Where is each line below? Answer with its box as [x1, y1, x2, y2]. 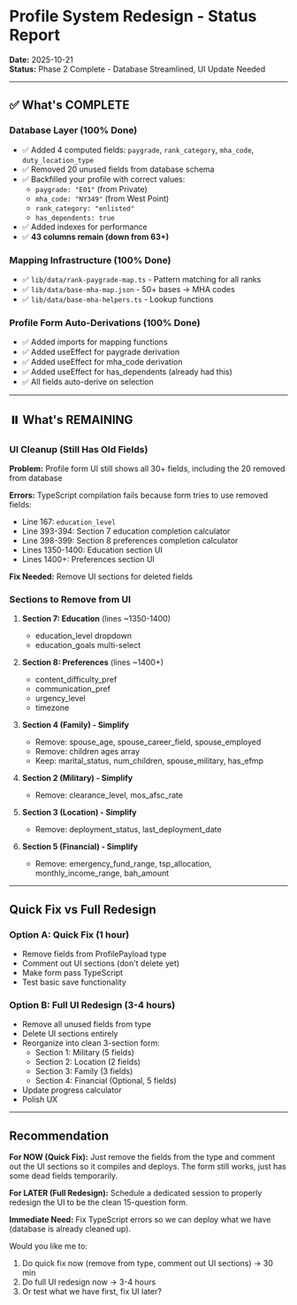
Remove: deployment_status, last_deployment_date [34, 824, 223, 835]
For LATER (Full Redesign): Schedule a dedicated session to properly [9, 1188, 263, 1198]
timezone [34, 702, 70, 714]
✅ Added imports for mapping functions [21, 336, 168, 347]
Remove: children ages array [34, 746, 140, 757]
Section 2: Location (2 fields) [34, 1056, 141, 1068]
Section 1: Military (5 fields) [34, 1047, 135, 1058]
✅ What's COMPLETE [9, 97, 130, 112]
